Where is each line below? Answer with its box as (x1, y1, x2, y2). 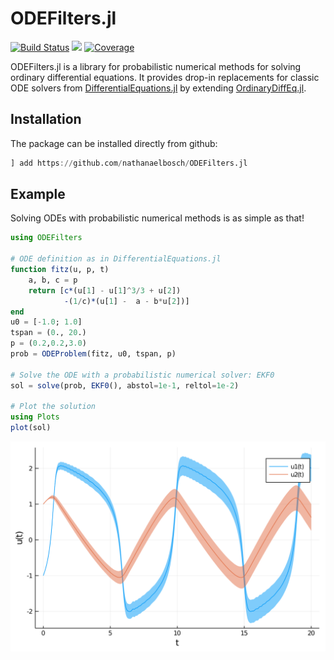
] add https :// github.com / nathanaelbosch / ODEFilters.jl (10, 158, 248, 168)
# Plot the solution (10, 402, 97, 412)
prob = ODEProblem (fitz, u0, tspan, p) (10, 349, 177, 359)
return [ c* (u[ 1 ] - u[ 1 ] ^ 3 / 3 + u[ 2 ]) (28, 285, 182, 296)
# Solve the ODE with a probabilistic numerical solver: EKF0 (10, 370, 275, 380)
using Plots (10, 412, 60, 422)
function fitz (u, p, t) (10, 265, 110, 275)
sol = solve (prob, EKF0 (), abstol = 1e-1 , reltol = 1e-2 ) (10, 380, 240, 391)
